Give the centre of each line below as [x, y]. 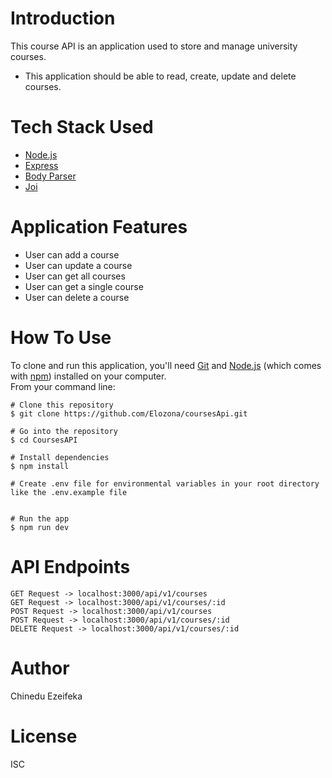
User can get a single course [84, 286]
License [44, 736]
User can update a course [78, 265]
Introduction [63, 18]
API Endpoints [70, 566]
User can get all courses [75, 276]
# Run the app [40, 518]
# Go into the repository [64, 431]
